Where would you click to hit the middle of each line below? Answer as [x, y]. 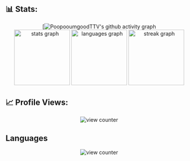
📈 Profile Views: [37, 103]
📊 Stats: [22, 9]
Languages [27, 138]
